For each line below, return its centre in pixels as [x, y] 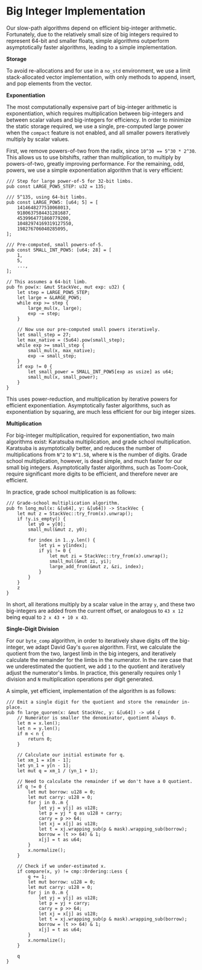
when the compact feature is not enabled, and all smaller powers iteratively [98, 133]
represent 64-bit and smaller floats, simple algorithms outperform [88, 41]
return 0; [40, 739]
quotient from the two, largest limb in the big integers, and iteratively [91, 653]
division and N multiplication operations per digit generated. [80, 679]
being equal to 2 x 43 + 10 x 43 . [47, 617]
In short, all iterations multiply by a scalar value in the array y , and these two [101, 604]
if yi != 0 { [55, 551]
